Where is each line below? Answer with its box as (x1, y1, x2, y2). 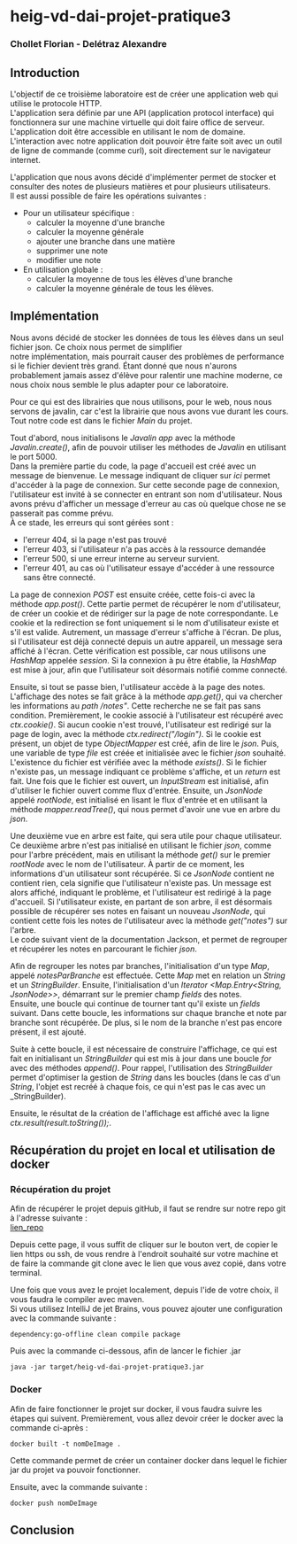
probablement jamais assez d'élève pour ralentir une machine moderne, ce (10, 369, 283, 380)
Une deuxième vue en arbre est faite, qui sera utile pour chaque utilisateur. (10, 830, 282, 841)
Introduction (10, 65, 80, 81)
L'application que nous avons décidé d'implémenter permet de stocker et (10, 171, 277, 182)
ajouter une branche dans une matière (35, 236, 176, 246)
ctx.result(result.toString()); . (10, 1117, 111, 1128)
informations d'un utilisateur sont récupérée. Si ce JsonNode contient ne (10, 868, 275, 879)
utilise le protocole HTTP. (10, 97, 103, 108)
